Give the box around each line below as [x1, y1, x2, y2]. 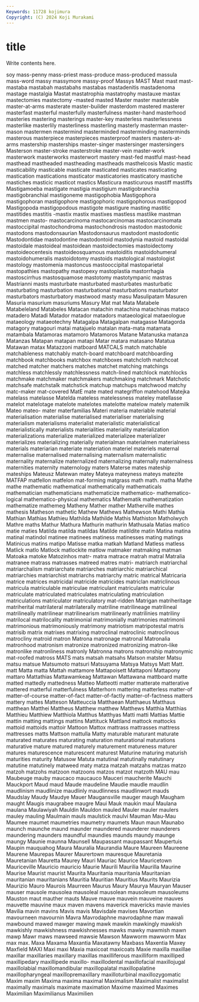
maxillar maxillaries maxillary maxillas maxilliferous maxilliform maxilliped [6, 952, 185, 959]
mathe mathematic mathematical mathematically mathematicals [6, 483, 162, 490]
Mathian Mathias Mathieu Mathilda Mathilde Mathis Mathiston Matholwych [6, 515, 188, 522]
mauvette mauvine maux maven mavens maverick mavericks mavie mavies [6, 901, 190, 908]
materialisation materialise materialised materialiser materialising [6, 413, 165, 420]
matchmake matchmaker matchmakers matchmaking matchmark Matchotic [6, 375, 191, 382]
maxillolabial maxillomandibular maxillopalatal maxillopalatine [6, 964, 156, 972]
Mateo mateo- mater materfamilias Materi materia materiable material [6, 407, 176, 415]
